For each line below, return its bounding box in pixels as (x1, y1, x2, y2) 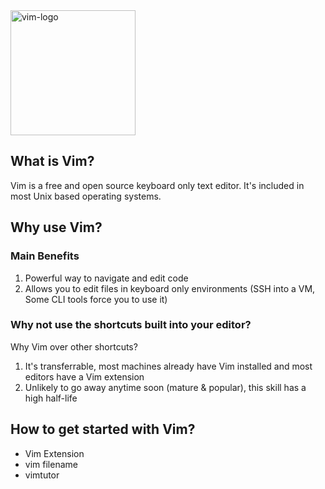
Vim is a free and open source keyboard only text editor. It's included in (10, 179, 305, 191)
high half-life (24, 392, 78, 404)
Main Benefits (10, 249, 80, 263)
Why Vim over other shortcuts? (10, 340, 138, 353)
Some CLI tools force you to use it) (24, 293, 168, 305)
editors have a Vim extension (24, 370, 145, 383)
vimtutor (24, 469, 60, 481)
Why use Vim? (10, 219, 103, 236)
